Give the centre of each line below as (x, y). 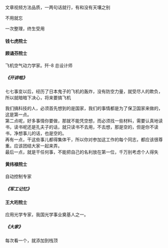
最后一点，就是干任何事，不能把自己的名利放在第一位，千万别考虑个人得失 (82, 152)
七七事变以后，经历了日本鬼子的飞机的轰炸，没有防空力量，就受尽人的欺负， (84, 91)
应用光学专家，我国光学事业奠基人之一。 (47, 214)
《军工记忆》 (18, 188)
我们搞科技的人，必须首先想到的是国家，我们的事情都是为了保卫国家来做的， (84, 108)
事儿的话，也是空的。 (44, 133)
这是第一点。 (18, 114)
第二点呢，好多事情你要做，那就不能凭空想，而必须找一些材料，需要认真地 (82, 120)
